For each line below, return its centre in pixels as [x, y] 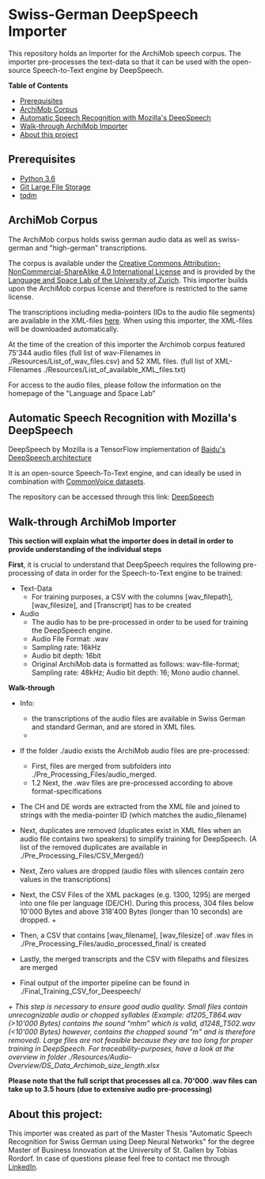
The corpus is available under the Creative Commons [95, 263]
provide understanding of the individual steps [85, 550]
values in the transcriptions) [65, 880]
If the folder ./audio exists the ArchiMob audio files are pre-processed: [134, 751]
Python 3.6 [37, 178]
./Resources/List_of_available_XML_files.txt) [114, 369]
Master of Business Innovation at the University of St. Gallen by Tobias [123, 1150]
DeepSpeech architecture [50, 458]
